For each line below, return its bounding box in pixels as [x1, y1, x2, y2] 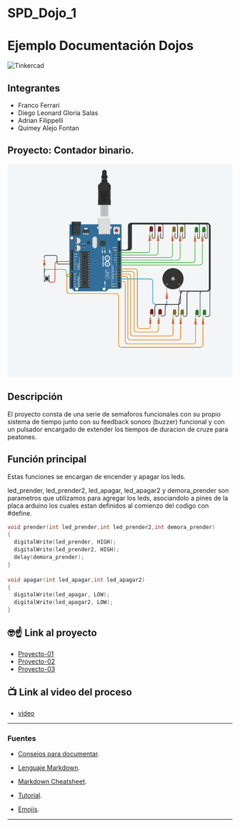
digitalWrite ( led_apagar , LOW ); [14, 591, 111, 598]
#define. [7, 508, 32, 517]
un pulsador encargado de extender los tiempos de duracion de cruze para [7, 425, 229, 433]
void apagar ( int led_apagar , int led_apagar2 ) [7, 576, 145, 583]
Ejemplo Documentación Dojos [7, 38, 194, 54]
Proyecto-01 [17, 649, 54, 658]
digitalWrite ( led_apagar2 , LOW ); [14, 598, 114, 606]
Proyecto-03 [17, 664, 56, 673]
